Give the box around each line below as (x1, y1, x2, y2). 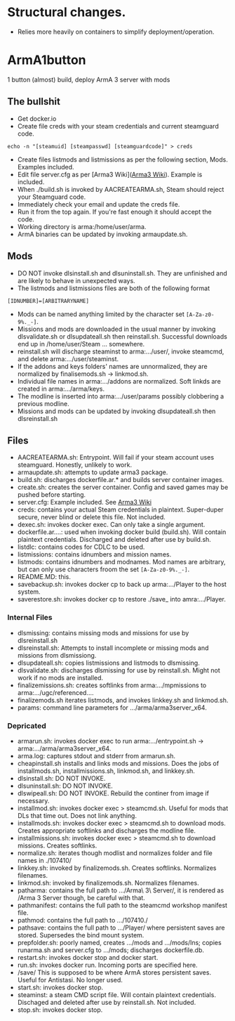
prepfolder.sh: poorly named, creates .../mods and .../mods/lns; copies (17, 938, 222, 947)
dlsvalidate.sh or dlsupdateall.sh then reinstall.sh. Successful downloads (17, 332, 228, 341)
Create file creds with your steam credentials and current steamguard (17, 122, 219, 130)
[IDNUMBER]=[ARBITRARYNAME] (7, 297, 90, 304)
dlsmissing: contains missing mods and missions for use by (17, 628, 189, 637)
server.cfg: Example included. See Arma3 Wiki (17, 498, 152, 507)
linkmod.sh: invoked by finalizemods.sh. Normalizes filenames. (17, 878, 199, 887)
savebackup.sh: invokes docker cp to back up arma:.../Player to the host (17, 580, 227, 589)
